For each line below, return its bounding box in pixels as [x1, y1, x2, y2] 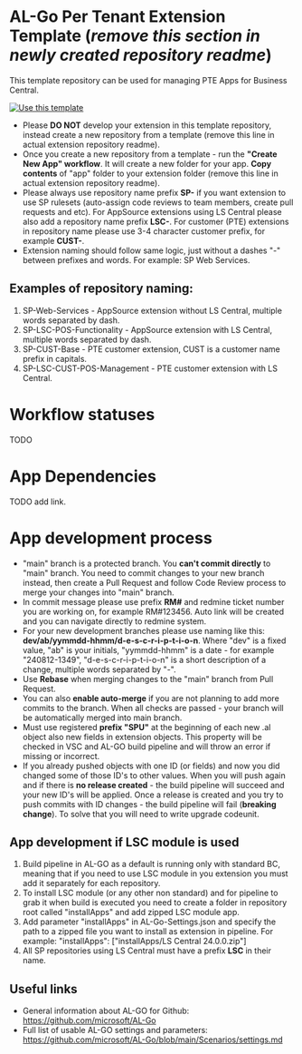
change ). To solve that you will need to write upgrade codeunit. [22, 808, 260, 819]
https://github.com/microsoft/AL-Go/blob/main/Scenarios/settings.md [22, 1034, 283, 1045]
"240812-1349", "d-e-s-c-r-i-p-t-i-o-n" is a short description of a [22, 654, 267, 665]
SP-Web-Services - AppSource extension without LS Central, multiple [22, 305, 283, 316]
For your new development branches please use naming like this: [22, 625, 265, 636]
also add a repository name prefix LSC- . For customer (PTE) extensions [22, 216, 289, 227]
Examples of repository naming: [9, 281, 194, 297]
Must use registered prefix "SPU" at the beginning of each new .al [22, 721, 271, 732]
